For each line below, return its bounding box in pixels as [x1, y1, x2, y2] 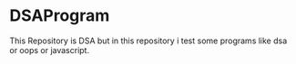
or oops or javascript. [9, 44, 89, 55]
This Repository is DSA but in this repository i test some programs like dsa [9, 35, 288, 46]
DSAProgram [9, 5, 110, 26]
